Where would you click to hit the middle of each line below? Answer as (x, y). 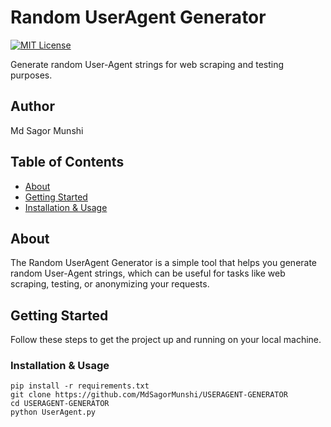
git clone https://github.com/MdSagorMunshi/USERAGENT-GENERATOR (149, 395)
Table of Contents (67, 162)
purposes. (31, 75)
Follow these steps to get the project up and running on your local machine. (166, 340)
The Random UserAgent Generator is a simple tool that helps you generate (164, 263)
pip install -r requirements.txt (80, 386)
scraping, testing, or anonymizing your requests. (110, 284)
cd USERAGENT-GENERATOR (60, 404)
